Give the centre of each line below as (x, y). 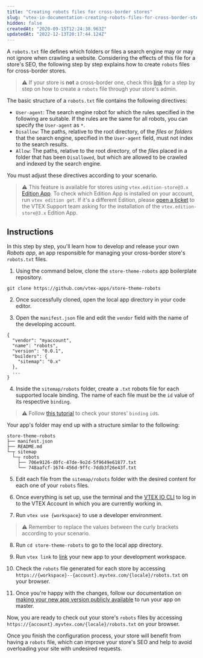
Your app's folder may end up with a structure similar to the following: (93, 425)
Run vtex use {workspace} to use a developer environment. (89, 515)
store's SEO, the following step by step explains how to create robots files (98, 65)
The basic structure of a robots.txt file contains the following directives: (97, 101)
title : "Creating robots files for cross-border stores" (80, 12)
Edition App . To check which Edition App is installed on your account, (108, 193)
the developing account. (45, 324)
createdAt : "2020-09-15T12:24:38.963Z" (57, 29)
